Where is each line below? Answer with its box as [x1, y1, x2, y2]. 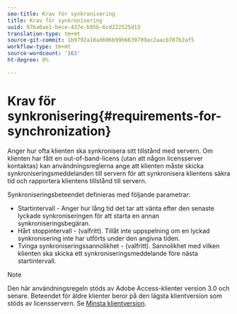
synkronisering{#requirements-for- [7, 107, 222, 124]
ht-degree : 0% [7, 57, 50, 64]
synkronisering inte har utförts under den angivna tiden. [17, 234, 180, 243]
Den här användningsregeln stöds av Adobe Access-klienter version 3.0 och [7, 284, 230, 292]
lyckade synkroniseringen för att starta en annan [17, 211, 160, 220]
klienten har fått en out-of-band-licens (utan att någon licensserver [7, 153, 203, 163]
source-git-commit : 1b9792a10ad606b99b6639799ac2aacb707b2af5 [7, 37, 195, 44]
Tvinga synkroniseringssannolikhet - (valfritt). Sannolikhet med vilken [17, 241, 220, 250]
